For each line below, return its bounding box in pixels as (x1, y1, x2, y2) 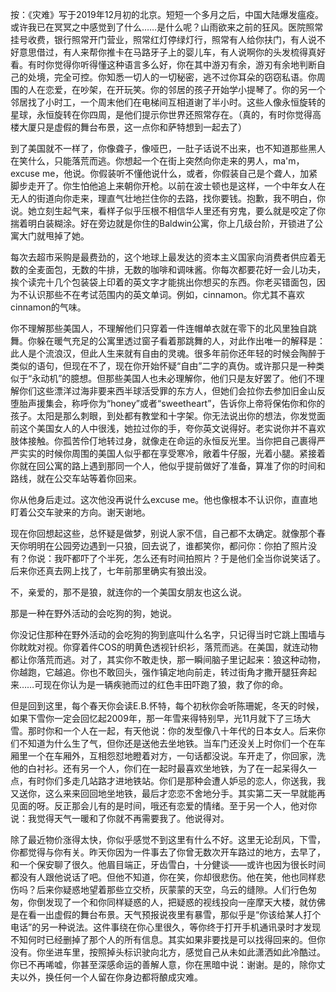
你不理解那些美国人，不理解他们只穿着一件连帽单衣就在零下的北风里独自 (10, 323, 308, 334)
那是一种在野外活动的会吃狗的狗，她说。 (10, 608, 177, 619)
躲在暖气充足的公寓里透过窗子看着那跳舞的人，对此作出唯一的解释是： (36, 335, 326, 347)
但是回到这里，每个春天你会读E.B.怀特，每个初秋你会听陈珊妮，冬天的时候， (10, 700, 325, 712)
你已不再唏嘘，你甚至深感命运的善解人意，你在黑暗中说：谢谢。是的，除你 (10, 959, 317, 970)
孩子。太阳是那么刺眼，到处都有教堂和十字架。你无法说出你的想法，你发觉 (10, 410, 317, 422)
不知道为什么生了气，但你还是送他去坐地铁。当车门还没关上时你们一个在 (18, 738, 317, 749)
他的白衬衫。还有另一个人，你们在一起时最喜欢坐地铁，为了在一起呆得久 (10, 763, 308, 774)
